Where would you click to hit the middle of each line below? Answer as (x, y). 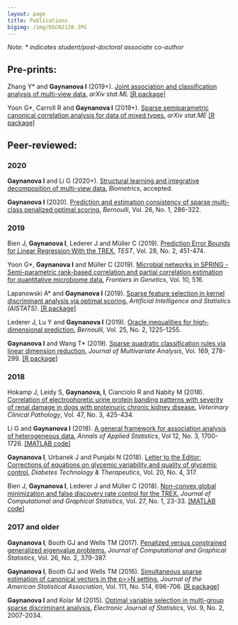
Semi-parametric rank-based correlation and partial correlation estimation (115, 272)
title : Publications (38, 21)
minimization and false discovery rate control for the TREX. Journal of (109, 494)
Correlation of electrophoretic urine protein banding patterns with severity (115, 400)
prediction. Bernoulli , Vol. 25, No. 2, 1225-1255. (113, 330)
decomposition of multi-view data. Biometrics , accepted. (90, 188)
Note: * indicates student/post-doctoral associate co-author (96, 47)
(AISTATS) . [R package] (42, 308)
